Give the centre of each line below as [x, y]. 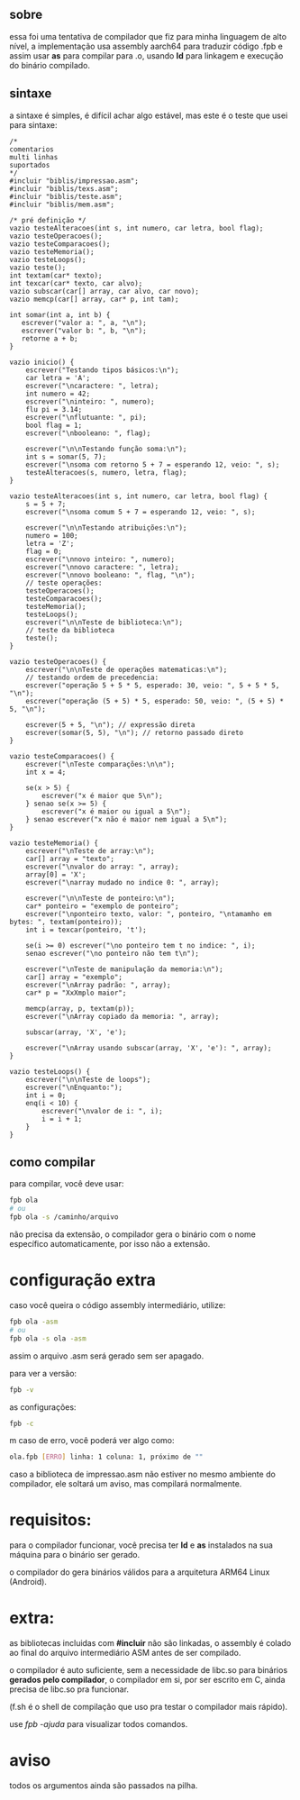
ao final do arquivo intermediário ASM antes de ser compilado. [125, 1653]
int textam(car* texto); [56, 275]
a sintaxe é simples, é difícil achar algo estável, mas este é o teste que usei [149, 115]
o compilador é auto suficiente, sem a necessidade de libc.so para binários [149, 1670]
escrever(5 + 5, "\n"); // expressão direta [110, 724]
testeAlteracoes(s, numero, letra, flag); [106, 472]
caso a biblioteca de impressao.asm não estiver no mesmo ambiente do [143, 1474]
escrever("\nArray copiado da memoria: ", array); [123, 1016]
